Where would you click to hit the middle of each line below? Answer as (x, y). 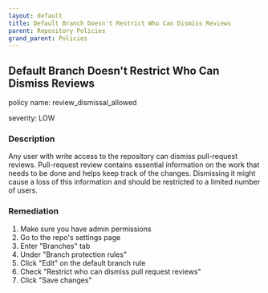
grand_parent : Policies (48, 38)
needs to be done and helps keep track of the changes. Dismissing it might (132, 173)
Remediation (33, 211)
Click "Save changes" (56, 280)
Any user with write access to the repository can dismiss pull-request (123, 157)
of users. (23, 190)
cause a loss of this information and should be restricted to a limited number (134, 182)
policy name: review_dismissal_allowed (73, 103)
